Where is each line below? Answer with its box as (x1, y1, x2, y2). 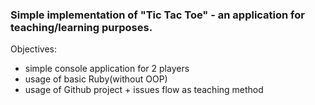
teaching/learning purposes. (10, 20, 153, 34)
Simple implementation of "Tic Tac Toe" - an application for (10, 8, 305, 22)
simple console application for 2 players (24, 63, 190, 75)
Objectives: (10, 43, 57, 55)
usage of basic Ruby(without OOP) (24, 73, 168, 85)
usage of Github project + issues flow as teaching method (24, 84, 264, 96)
